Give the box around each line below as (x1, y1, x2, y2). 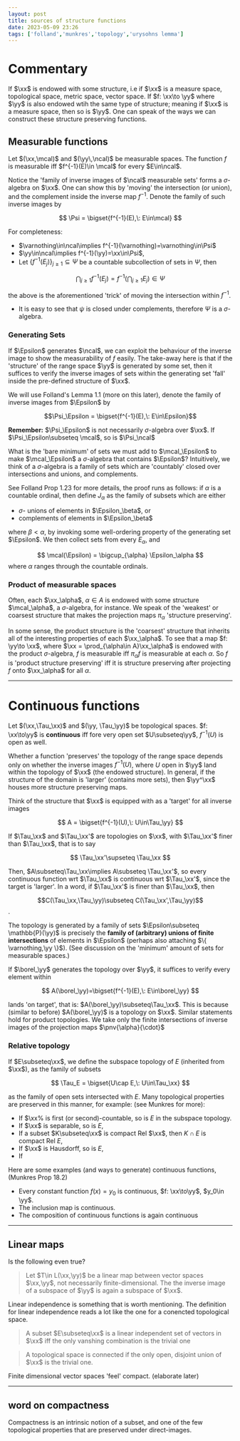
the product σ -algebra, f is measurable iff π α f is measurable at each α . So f (8, 649, 229, 659)
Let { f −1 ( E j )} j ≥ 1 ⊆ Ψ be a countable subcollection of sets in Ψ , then (18, 256, 217, 268)
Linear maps (8, 1238, 65, 1251)
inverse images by (8, 200, 62, 208)
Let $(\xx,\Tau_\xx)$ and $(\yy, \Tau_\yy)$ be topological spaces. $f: (8, 721, 208, 730)
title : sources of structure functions (8, 17, 127, 24)
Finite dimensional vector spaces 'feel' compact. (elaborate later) (8, 1372, 199, 1380)
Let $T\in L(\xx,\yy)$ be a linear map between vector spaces (25, 1271, 204, 1280)
